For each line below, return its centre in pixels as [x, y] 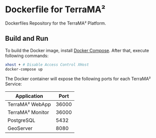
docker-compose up [24, 69]
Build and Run [27, 39]
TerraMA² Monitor [28, 112]
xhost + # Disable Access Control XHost [47, 65]
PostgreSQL [21, 120]
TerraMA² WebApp [29, 104]
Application [29, 96]
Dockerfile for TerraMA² [55, 10]
